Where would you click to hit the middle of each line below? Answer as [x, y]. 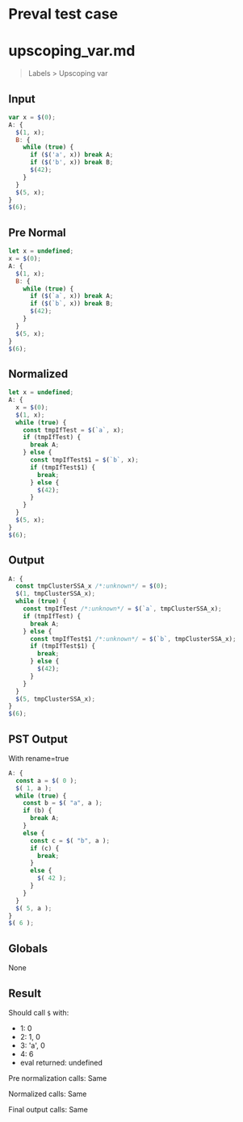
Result [25, 993]
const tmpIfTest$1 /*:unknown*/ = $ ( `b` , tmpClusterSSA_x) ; [133, 638]
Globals [28, 948]
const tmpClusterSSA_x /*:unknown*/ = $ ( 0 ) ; [92, 586]
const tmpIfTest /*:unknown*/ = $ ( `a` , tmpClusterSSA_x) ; [122, 609]
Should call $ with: [39, 1012]
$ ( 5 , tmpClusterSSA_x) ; [55, 699]
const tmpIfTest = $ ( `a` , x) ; [74, 430]
